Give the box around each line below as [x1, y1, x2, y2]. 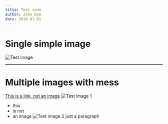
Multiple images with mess [5, 77, 119, 88]
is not [12, 108, 24, 114]
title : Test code [5, 7, 41, 12]
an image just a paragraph [12, 113, 99, 120]
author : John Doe [5, 12, 41, 17]
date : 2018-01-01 [5, 16, 41, 21]
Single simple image [5, 38, 91, 49]
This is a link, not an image [5, 93, 60, 99]
